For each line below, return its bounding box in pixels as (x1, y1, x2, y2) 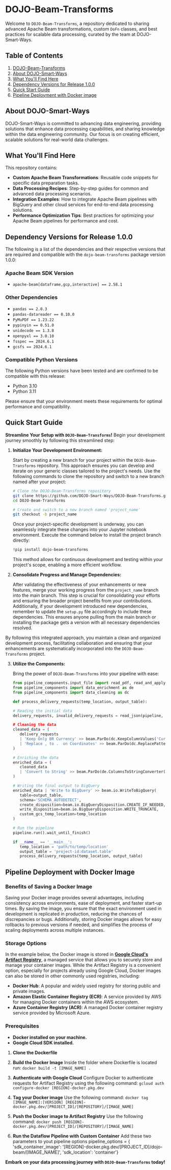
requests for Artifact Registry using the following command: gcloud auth (12, 1080, 164, 1086)
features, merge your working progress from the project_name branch (12, 587, 159, 593)
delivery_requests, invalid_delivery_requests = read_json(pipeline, (12, 713, 164, 718)
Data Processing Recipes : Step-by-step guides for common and (12, 185, 149, 191)
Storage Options (5, 939, 47, 946)
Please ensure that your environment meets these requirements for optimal (5, 398, 163, 404)
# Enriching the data (12, 755, 59, 760)
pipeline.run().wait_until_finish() (12, 830, 91, 835)
